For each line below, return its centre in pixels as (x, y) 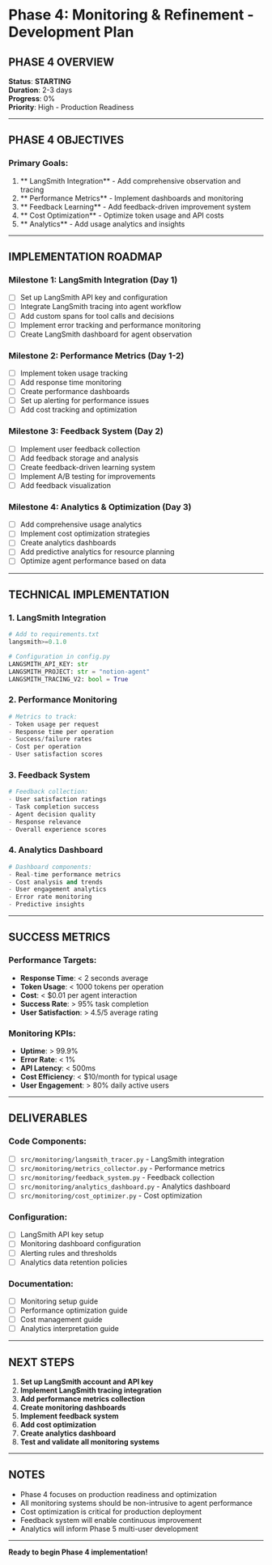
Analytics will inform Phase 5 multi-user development (109, 1529)
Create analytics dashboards (68, 543)
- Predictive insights (47, 905)
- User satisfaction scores (56, 754)
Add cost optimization (58, 1424)
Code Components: (48, 1141)
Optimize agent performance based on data (93, 561)
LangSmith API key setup (62, 1235)
